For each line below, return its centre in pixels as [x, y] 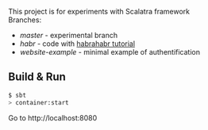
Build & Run [37, 77]
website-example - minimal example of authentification [110, 52]
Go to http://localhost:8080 [53, 117]
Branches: [25, 20]
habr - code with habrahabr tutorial [77, 44]
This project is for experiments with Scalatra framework [99, 11]
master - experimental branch [68, 35]
